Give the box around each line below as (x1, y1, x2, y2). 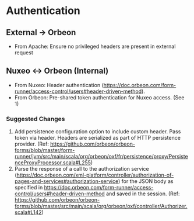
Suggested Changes (6, 115, 65, 123)
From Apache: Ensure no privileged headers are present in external (14, 43, 176, 50)
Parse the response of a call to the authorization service (14, 165, 150, 172)
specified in (14, 184, 43, 191)
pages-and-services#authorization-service (14, 178, 118, 185)
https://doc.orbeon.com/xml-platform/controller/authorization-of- (16, 171, 174, 179)
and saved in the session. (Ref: (105, 190, 180, 197)
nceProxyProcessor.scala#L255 (14, 159, 91, 166)
